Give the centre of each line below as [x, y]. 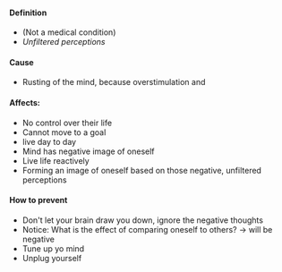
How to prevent [38, 200]
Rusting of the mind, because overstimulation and [114, 82]
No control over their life [67, 123]
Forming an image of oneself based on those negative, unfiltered [142, 170]
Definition [28, 13]
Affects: [25, 102]
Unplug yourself [52, 258]
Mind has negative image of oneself [88, 151]
